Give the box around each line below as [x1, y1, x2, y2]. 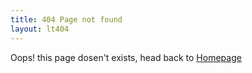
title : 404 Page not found [10, 14, 123, 25]
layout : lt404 [10, 24, 70, 34]
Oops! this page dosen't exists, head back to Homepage [10, 51, 242, 63]
